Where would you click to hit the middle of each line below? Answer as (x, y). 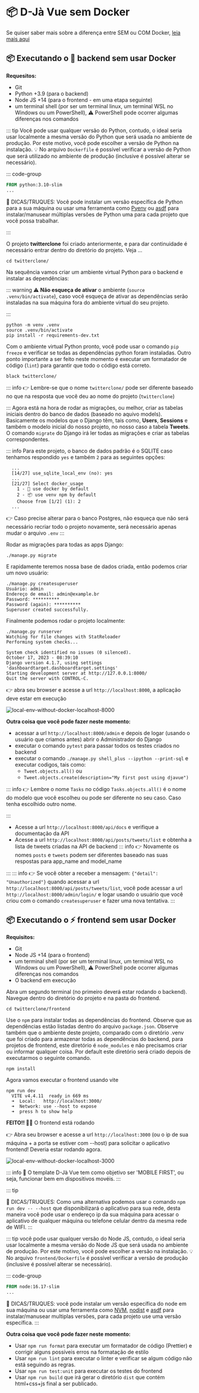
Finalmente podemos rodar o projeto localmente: (66, 620)
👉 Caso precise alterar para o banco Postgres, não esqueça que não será (97, 518)
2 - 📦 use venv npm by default (57, 495)
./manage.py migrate (32, 555)
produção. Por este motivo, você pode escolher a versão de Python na (93, 143)
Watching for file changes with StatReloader (63, 637)
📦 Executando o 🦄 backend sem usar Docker (91, 59)
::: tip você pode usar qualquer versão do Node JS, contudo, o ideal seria (96, 1239)
